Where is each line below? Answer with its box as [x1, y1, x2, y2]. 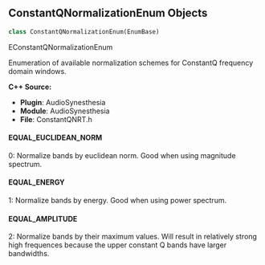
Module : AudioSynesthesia [19, 106, 110, 116]
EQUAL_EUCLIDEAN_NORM [8, 132, 103, 143]
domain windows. [8, 66, 67, 75]
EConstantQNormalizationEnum [8, 42, 113, 51]
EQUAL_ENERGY [8, 177, 66, 187]
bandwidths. [8, 249, 50, 259]
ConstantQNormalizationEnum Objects [8, 6, 208, 20]
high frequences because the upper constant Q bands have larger [8, 240, 227, 250]
